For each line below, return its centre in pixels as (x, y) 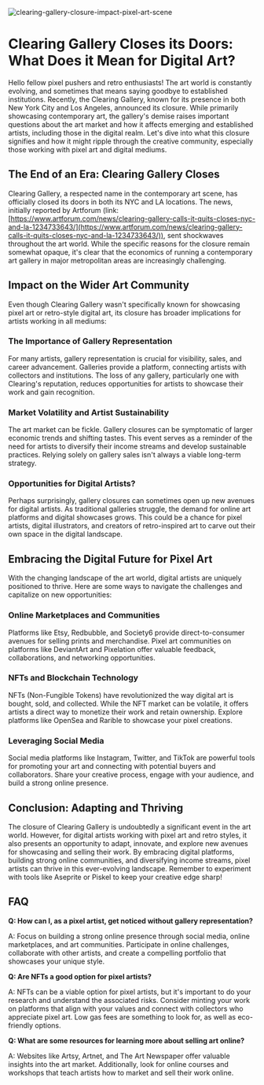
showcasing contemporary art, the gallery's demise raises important (119, 116)
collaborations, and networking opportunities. (82, 658)
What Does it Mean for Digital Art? (122, 61)
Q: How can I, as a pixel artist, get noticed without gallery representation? (131, 921)
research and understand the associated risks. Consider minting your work (129, 1000)
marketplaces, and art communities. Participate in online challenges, (119, 944)
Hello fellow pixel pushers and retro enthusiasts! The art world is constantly (130, 82)
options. (48, 1025)
